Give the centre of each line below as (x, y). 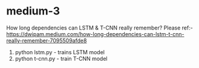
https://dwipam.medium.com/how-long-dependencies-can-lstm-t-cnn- (95, 34)
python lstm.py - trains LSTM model (60, 52)
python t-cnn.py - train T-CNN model (61, 58)
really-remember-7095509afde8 (47, 40)
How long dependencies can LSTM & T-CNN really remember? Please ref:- (100, 28)
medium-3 (33, 11)
